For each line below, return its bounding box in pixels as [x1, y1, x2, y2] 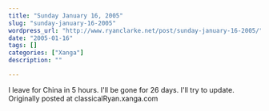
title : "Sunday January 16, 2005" [8, 11, 124, 20]
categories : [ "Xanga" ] [8, 49, 84, 57]
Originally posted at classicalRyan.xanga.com [8, 93, 159, 103]
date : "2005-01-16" [8, 34, 74, 42]
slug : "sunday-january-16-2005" [8, 19, 116, 27]
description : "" [8, 57, 62, 65]
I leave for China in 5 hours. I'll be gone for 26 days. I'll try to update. [8, 85, 235, 94]
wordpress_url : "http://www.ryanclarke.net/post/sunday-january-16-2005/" [8, 26, 263, 34]
